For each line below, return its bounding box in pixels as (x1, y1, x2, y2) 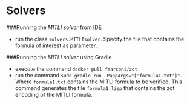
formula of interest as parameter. (15, 42, 97, 49)
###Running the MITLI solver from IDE (6, 24, 102, 31)
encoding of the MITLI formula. (15, 91, 93, 98)
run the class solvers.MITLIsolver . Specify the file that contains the (15, 35, 185, 42)
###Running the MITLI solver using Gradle (6, 53, 112, 60)
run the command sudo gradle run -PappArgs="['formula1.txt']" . (15, 71, 182, 79)
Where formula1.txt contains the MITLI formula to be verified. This (15, 78, 183, 85)
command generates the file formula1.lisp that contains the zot (15, 84, 175, 91)
